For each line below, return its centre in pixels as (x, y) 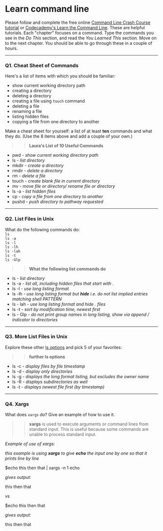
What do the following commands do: (42, 229)
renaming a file (27, 111)
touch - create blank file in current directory (56, 181)
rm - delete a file (29, 176)
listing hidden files (30, 117)
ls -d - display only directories (42, 371)
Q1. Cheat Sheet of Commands (42, 65)
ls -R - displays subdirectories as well (50, 382)
